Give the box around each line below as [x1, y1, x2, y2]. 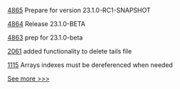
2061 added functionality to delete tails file [7, 47, 132, 55]
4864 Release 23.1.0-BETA [7, 20, 85, 28]
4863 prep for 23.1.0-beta [7, 33, 83, 42]
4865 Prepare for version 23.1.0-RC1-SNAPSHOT [7, 6, 151, 14]
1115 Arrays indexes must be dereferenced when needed [7, 61, 173, 69]
